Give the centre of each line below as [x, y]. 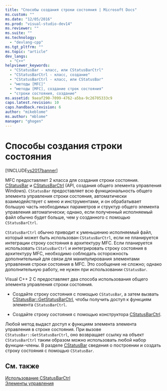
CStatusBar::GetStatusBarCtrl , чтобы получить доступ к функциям [82, 299]
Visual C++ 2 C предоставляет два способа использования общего [77, 279]
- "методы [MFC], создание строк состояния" [57, 89]
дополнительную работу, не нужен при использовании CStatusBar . [77, 269]
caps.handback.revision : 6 [33, 107]
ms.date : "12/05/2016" [29, 19]
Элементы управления [29, 384]
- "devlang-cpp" [26, 42]
